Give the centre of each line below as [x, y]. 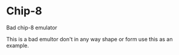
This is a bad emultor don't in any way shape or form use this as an [89, 39]
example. [17, 45]
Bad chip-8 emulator [32, 27]
